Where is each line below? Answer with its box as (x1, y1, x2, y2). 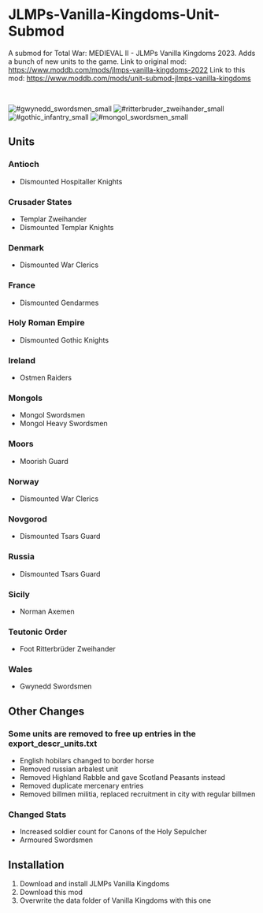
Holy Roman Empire (8, 317, 85, 328)
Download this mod (19, 888, 83, 897)
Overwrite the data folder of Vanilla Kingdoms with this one (19, 896, 211, 905)
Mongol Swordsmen (19, 410, 85, 420)
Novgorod (8, 514, 47, 525)
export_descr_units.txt (8, 738, 98, 749)
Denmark (8, 242, 45, 253)
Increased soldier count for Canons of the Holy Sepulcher (19, 827, 207, 837)
